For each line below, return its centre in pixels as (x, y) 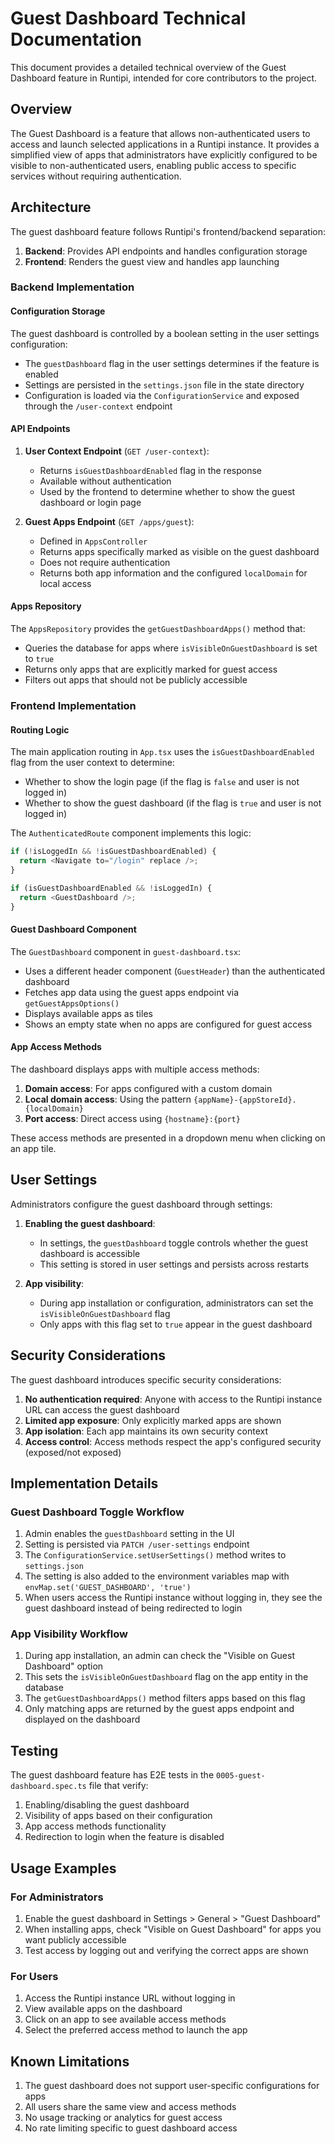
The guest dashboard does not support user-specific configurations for (172, 2086)
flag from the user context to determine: (92, 763)
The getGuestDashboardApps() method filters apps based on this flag (165, 1698)
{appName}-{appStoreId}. (245, 1100)
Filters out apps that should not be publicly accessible (136, 680)
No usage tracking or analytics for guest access (123, 2118)
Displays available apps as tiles (88, 1013)
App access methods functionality (95, 1826)
